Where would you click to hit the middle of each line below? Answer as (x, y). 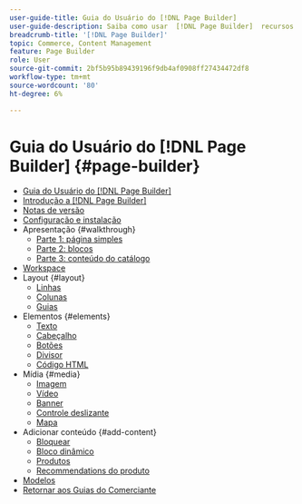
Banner (49, 403)
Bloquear (53, 442)
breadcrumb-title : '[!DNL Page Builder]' (89, 35)
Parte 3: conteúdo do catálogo (93, 259)
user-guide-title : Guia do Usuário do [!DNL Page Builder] (123, 18)
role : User (30, 60)
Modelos (39, 480)
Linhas (49, 288)
